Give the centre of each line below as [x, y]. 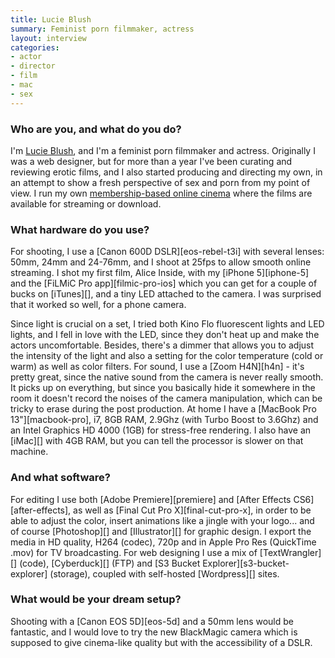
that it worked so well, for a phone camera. [98, 305]
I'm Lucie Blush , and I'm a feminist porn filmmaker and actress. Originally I [163, 150]
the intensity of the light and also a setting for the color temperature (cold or [167, 356]
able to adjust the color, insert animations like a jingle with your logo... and [162, 520]
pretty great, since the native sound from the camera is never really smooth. [167, 377]
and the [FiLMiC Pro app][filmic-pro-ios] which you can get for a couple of [164, 283]
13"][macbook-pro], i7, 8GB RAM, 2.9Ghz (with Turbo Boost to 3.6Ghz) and [164, 420]
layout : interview [48, 38]
